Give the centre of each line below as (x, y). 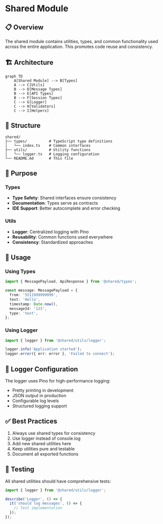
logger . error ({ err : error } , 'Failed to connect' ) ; (60, 354)
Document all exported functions (45, 454)
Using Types (20, 271)
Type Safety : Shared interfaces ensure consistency (64, 198)
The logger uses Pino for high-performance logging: (58, 381)
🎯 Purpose (21, 174)
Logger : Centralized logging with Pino (50, 232)
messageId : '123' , (28, 309)
